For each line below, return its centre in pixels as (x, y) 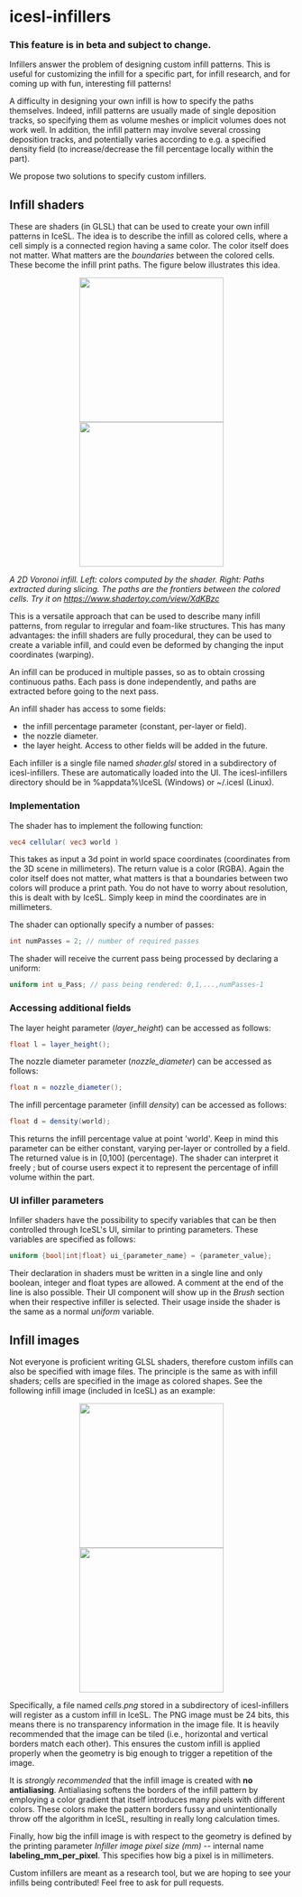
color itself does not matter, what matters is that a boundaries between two (149, 878)
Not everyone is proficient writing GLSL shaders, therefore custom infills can (151, 1362)
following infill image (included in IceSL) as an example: (113, 1391)
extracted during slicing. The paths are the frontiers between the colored (145, 589)
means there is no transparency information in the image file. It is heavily (144, 1724)
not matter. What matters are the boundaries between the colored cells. (142, 256)
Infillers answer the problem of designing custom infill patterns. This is (140, 64)
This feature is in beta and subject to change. (110, 45)
